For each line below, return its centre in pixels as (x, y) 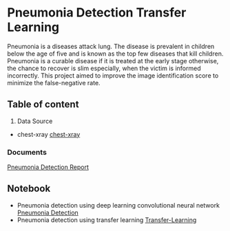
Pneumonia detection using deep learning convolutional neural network (118, 205)
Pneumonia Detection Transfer (97, 13)
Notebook (29, 189)
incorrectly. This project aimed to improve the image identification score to (113, 75)
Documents (27, 152)
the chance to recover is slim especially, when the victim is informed (104, 68)
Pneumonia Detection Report (48, 167)
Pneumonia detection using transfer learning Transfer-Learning (107, 220)
